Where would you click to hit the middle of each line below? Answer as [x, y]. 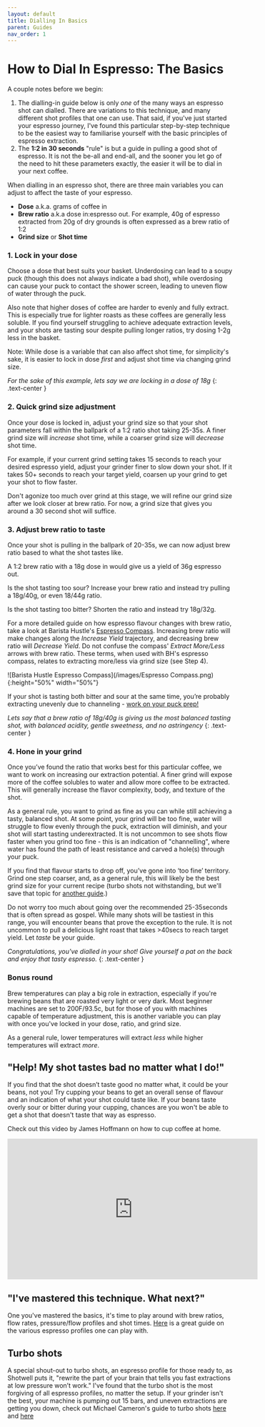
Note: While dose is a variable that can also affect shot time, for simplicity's [118, 352]
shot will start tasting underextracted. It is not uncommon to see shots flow [117, 834]
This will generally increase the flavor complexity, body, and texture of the [116, 790]
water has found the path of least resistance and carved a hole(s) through [116, 849]
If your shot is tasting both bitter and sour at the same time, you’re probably [119, 697]
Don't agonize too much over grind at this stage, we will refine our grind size [120, 496]
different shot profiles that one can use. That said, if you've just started [122, 118]
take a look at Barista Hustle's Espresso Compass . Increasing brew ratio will [119, 631]
